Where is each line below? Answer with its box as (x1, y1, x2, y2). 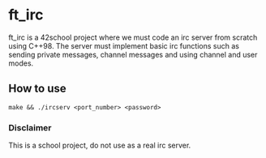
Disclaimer (8, 122, 52, 133)
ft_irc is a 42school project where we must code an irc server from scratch (8, 32, 258, 42)
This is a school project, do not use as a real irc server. (8, 140, 191, 151)
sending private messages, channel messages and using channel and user (8, 49, 258, 59)
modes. (8, 58, 34, 68)
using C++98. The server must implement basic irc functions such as (8, 41, 239, 50)
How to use (8, 82, 66, 96)
